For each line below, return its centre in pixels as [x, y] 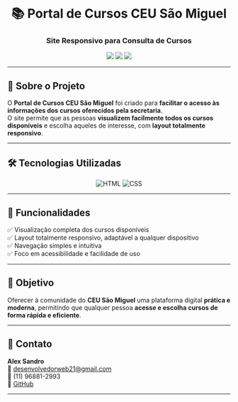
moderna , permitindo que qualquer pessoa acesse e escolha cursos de [113, 307]
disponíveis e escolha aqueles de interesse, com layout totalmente [106, 125]
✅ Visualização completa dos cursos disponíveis [78, 229]
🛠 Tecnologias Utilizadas [64, 163]
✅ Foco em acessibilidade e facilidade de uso [74, 253]
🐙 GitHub [21, 384]
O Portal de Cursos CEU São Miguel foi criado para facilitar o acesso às [113, 103]
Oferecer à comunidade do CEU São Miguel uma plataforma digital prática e [119, 300]
